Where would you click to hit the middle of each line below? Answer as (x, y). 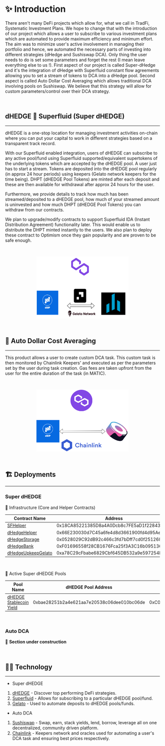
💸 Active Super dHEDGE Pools (36, 573)
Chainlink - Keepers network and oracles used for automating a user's (83, 733)
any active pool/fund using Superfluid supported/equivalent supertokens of (82, 158)
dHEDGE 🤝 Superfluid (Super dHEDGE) (65, 116)
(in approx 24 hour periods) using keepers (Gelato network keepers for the (81, 174)
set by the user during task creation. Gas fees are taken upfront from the (79, 368)
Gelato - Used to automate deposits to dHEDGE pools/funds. (73, 704)
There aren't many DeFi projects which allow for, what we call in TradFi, (77, 23)
